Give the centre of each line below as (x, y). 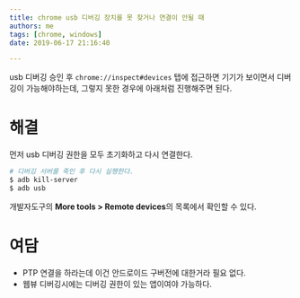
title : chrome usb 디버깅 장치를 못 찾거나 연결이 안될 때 (107, 18)
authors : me (31, 26)
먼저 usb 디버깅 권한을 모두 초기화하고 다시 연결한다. (101, 154)
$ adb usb (28, 188)
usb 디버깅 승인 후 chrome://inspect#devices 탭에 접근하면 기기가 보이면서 (142, 77)
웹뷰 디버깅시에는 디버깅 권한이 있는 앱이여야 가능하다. (117, 284)
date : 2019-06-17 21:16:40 (60, 43)
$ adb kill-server (44, 180)
